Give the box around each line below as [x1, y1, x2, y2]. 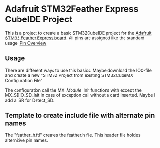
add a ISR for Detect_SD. [5, 97, 54, 103]
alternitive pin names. [5, 137, 49, 143]
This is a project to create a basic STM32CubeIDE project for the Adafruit [5, 30, 152, 36]
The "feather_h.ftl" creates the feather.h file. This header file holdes [5, 132, 141, 138]
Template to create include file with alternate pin [5, 111, 155, 120]
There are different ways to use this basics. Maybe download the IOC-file [5, 67, 152, 73]
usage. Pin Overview [5, 40, 47, 46]
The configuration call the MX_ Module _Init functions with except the [5, 87, 142, 93]
